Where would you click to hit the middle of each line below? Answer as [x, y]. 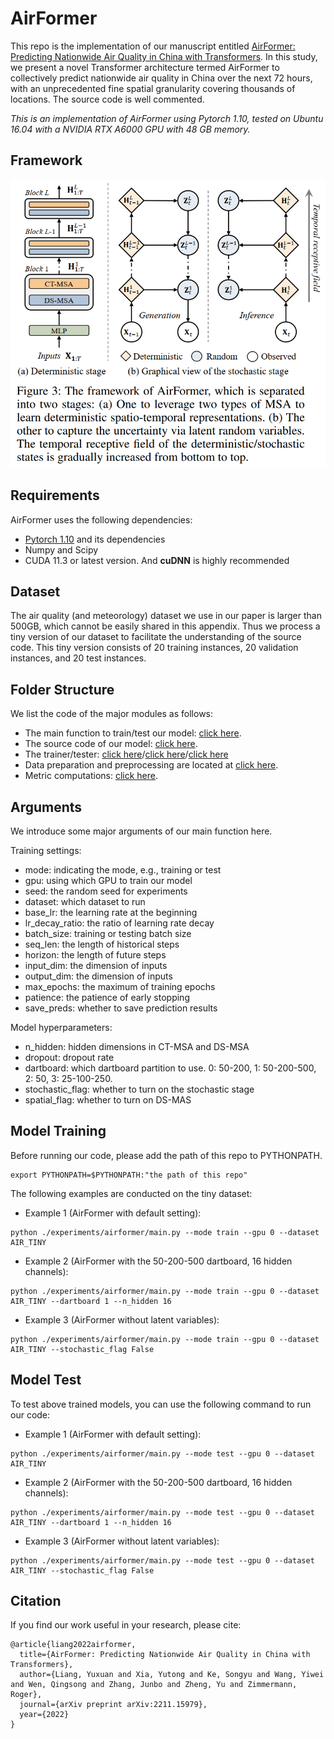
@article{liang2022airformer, [73, 1645]
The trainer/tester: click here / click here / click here [126, 754]
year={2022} [44, 1715]
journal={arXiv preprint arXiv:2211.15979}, [113, 1705]
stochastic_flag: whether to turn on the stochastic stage [139, 1089]
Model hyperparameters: [61, 1028]
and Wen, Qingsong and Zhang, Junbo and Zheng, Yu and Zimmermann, [154, 1685]
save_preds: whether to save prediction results [121, 1008]
